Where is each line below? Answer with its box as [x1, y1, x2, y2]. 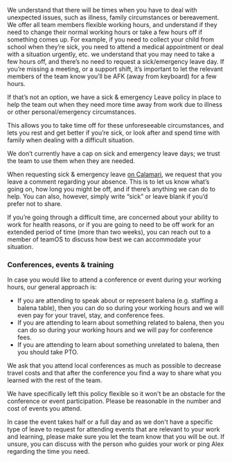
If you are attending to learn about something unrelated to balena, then [17, 341, 220, 349]
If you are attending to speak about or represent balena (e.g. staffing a [17, 296, 218, 305]
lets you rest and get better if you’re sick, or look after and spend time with [7, 128, 220, 137]
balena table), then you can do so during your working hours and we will [17, 304, 224, 312]
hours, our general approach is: [7, 283, 97, 291]
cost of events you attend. [7, 404, 82, 413]
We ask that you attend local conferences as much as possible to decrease [7, 361, 222, 370]
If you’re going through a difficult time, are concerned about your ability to [7, 213, 219, 221]
